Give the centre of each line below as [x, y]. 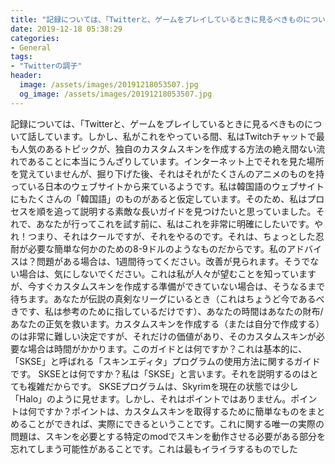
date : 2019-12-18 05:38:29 [66, 29]
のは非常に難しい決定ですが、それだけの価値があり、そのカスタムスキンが [163, 336]
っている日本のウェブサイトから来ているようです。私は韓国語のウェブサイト [167, 186]
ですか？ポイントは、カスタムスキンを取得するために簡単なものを [172, 411]
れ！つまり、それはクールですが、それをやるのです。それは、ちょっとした [163, 236]
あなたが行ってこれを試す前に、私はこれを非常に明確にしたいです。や [180, 223]
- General [31, 47]
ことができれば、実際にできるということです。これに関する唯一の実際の [176, 423]
